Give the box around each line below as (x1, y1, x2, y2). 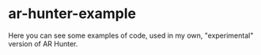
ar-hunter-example (8, 5, 137, 23)
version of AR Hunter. (8, 38, 78, 48)
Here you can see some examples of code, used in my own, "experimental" (8, 31, 254, 40)
